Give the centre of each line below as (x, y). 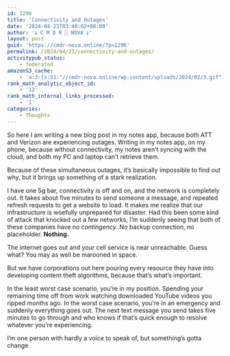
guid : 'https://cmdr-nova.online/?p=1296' (68, 45)
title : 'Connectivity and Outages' (58, 20)
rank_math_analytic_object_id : (52, 84)
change (18, 345)
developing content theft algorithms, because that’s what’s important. (105, 275)
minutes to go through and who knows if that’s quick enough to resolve (107, 317)
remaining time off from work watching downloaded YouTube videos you (110, 296)
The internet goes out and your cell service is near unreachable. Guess (107, 247)
